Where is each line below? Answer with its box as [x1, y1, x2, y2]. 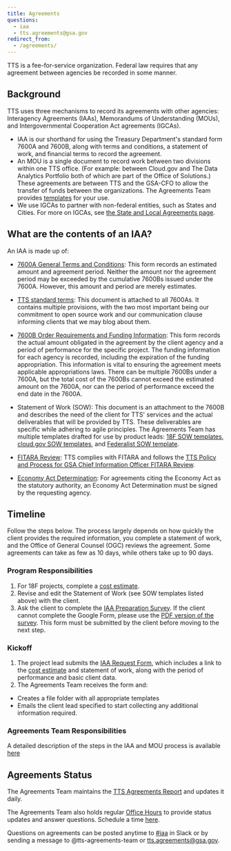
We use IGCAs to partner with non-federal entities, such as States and [17, 201, 217, 209]
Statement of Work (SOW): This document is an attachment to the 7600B [17, 403, 225, 411]
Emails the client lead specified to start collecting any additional [17, 702, 199, 710]
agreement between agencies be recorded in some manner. [7, 68, 177, 77]
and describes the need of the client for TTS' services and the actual [17, 410, 213, 419]
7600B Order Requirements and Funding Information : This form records [17, 331, 221, 339]
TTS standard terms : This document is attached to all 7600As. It [17, 295, 199, 304]
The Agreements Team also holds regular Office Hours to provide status [7, 808, 212, 816]
